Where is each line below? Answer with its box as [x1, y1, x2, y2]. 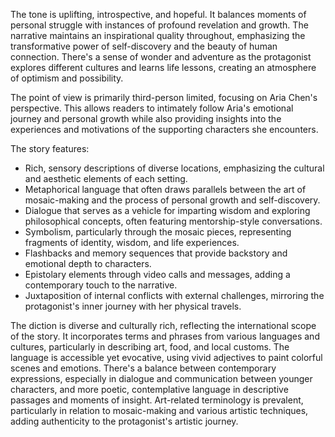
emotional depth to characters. [24, 258, 152, 269]
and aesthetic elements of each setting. [24, 173, 188, 184]
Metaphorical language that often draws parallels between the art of [24, 184, 307, 195]
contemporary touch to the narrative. [24, 279, 178, 291]
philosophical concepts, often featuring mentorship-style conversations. [24, 215, 323, 227]
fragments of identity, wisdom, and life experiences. [24, 237, 240, 248]
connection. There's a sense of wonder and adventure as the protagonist [10, 51, 312, 63]
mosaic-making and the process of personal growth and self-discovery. [24, 194, 321, 206]
